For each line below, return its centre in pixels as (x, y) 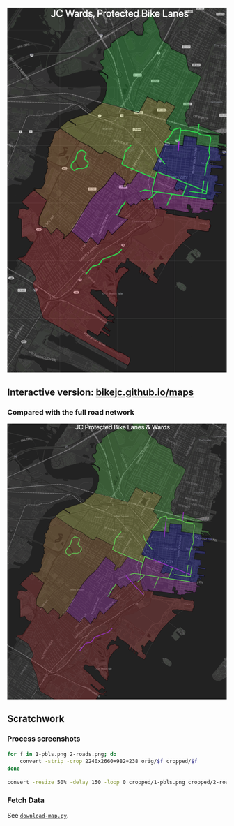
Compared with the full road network (71, 412)
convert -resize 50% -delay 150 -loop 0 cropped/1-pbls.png (96, 783)
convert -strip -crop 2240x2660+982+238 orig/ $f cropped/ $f (109, 762)
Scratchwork (36, 719)
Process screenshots (44, 739)
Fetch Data (26, 800)
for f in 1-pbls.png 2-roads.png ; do (62, 754)
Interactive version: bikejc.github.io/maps (100, 392)
